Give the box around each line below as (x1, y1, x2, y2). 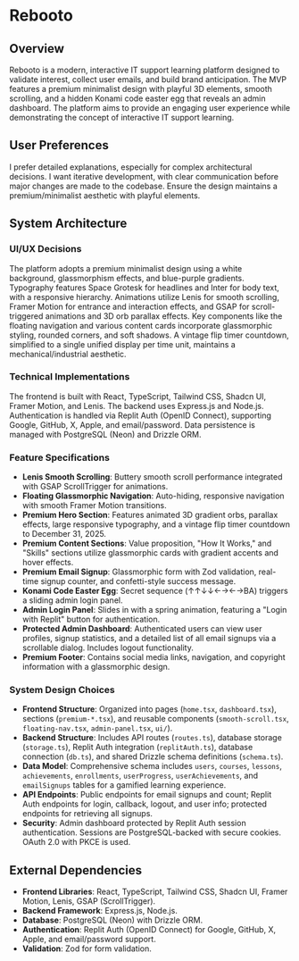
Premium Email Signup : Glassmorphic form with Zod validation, (21, 566, 257, 577)
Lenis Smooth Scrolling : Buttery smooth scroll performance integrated (21, 472, 283, 482)
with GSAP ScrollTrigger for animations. (21, 481, 169, 492)
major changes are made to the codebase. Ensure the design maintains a (9, 180, 278, 191)
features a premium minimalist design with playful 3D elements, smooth (9, 84, 272, 94)
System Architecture (9, 216, 128, 231)
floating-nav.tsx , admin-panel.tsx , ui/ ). (21, 723, 173, 733)
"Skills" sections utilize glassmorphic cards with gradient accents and (21, 547, 279, 558)
